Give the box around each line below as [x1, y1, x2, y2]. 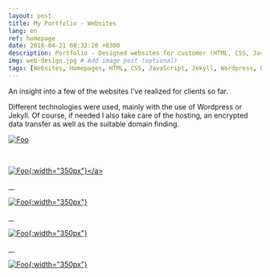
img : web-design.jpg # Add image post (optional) [8, 57, 178, 65]
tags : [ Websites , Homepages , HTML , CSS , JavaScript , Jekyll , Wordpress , [8, 64, 257, 72]
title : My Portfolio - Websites [8, 19, 117, 27]
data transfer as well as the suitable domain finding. [8, 118, 179, 129]
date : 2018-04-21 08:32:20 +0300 [8, 42, 121, 50]
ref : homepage [8, 34, 56, 43]
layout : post [8, 11, 52, 20]
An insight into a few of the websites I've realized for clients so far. [8, 86, 229, 96]
